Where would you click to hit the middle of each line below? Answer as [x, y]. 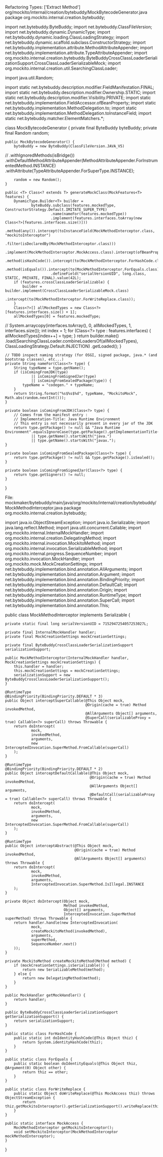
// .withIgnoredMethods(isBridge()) [40, 155]
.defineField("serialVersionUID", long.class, [98, 274]
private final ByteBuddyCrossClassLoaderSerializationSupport [69, 645]
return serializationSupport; [44, 1021]
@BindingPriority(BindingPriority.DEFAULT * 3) [54, 696]
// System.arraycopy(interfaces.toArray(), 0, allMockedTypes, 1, [68, 325]
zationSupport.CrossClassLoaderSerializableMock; [56, 63]
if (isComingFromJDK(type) [41, 372]
